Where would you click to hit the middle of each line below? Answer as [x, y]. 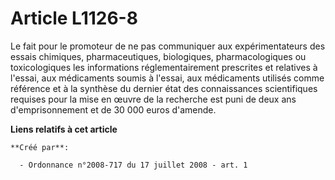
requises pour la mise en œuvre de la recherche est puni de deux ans [153, 99]
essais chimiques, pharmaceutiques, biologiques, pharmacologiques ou [158, 56]
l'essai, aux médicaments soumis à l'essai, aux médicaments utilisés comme [167, 78]
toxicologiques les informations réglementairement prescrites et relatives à [164, 67]
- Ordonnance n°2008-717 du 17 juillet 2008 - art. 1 [133, 165]
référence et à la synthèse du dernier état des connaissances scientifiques [164, 88]
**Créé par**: [40, 147]
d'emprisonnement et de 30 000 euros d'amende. [113, 109]
